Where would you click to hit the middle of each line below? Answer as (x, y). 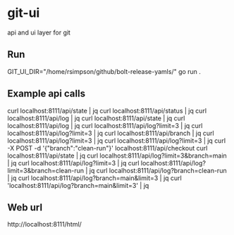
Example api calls (47, 94)
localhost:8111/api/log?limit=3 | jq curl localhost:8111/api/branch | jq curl (111, 133)
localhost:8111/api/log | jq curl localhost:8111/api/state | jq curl (96, 118)
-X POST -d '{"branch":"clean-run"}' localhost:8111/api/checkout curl (107, 148)
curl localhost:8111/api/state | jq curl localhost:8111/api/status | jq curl (107, 110)
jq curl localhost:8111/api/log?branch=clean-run (158, 170)
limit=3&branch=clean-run (46, 170)
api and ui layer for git (39, 32)
